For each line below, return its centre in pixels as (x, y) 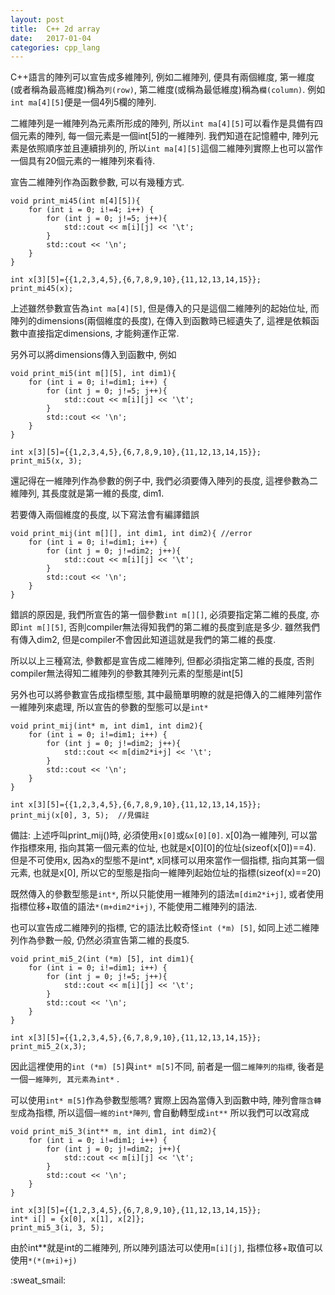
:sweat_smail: (38, 1280)
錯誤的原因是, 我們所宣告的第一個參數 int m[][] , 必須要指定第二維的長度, (159, 615)
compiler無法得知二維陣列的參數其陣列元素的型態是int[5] (127, 673)
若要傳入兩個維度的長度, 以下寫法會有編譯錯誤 (105, 515)
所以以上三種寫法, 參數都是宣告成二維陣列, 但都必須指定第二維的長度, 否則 (162, 661)
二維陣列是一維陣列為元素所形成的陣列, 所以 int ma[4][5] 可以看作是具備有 (162, 123)
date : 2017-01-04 (51, 38)
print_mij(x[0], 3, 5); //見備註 (80, 816)
